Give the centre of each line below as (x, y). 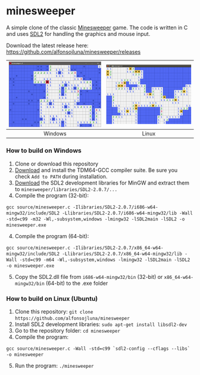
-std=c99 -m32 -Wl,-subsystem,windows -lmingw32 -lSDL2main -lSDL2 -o (96, 219)
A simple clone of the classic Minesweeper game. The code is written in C (97, 27)
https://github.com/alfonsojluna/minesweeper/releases (74, 51)
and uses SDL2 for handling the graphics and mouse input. (78, 33)
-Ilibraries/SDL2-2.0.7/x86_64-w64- (118, 248)
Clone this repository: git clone (54, 311)
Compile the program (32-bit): (52, 195)
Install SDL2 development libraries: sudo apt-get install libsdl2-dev (101, 324)
